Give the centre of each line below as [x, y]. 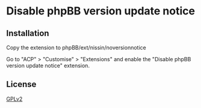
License [21, 84]
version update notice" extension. [48, 65]
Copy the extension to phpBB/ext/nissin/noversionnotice [76, 47]
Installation [28, 33]
